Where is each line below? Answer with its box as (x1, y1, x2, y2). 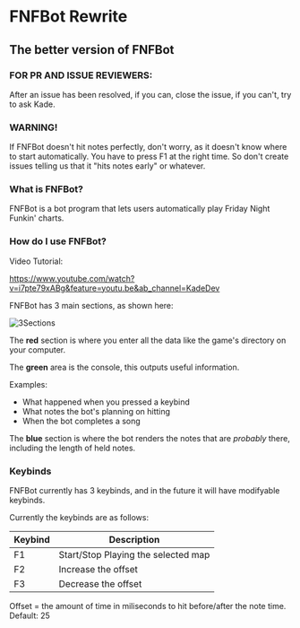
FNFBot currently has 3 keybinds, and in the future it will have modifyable (9, 485, 280, 496)
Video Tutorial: (9, 256, 64, 266)
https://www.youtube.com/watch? (9, 273, 135, 283)
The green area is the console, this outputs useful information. (9, 362, 240, 372)
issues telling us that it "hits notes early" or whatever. (9, 161, 206, 171)
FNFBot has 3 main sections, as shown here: (9, 300, 174, 310)
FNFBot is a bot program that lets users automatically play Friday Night (9, 204, 270, 214)
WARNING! (9, 121, 58, 134)
